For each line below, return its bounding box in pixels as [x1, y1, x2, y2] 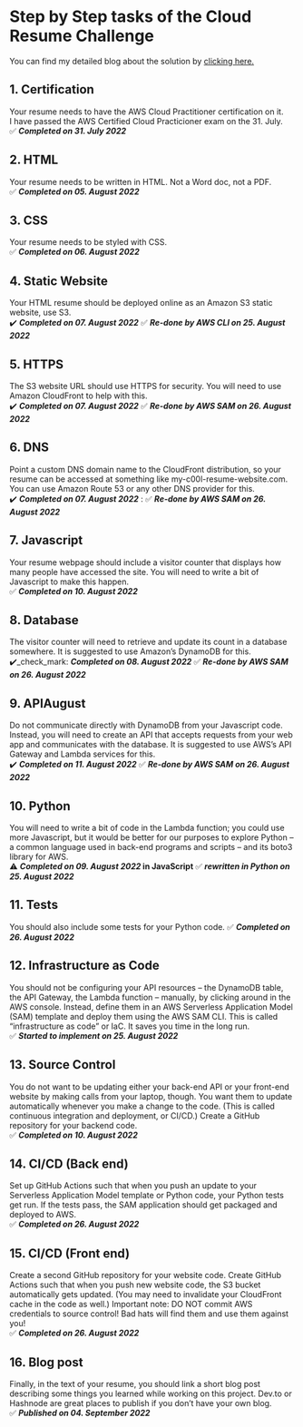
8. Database [9, 612, 79, 628]
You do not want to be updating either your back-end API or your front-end [9, 1081, 290, 1092]
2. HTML [9, 152, 59, 168]
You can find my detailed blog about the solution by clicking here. [9, 55, 255, 66]
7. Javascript [9, 533, 83, 548]
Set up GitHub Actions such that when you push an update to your [9, 1180, 257, 1191]
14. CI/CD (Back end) [9, 1156, 129, 1171]
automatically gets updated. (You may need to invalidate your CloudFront [9, 1289, 282, 1300]
